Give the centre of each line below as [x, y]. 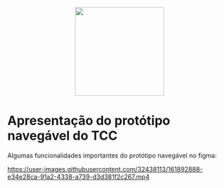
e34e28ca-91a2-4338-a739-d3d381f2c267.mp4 [79, 177]
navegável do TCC [63, 136]
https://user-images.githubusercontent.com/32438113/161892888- [105, 169]
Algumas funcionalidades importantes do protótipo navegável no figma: [112, 155]
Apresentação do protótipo [89, 121]
